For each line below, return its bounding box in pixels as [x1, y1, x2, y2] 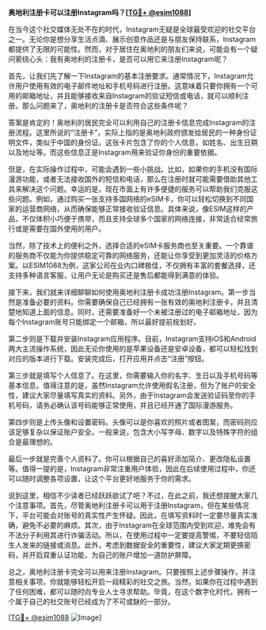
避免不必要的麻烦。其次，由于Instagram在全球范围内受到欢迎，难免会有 [21, 521, 256, 530]
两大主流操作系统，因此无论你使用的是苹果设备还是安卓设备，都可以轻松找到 [8, 344, 258, 353]
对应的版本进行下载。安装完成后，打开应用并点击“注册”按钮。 [8, 354, 209, 363]
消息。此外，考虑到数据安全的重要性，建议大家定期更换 [63, 540, 244, 550]
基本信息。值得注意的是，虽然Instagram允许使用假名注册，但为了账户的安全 [8, 381, 256, 390]
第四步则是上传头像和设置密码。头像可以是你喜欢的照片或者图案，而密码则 [8, 417, 251, 427]
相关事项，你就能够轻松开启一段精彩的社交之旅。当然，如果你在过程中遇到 [14, 577, 258, 586]
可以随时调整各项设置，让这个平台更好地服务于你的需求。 [8, 474, 196, 483]
